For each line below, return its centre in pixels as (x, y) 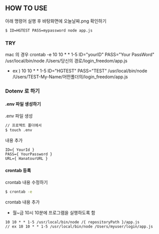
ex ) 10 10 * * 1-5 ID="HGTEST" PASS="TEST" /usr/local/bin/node (80, 71)
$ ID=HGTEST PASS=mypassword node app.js (49, 30)
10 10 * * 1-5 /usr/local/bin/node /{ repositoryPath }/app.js (72, 222)
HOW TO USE (26, 8)
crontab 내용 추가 (22, 202)
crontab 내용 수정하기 (26, 182)
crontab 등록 (18, 170)
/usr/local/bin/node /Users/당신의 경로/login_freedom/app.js (66, 61)
